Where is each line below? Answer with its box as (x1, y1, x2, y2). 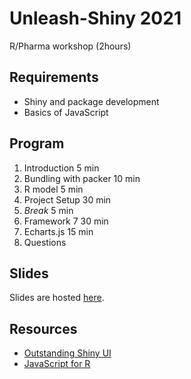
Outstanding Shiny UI (23, 347, 112, 359)
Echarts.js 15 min (23, 225, 94, 237)
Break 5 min (23, 204, 74, 216)
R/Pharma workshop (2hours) (9, 40, 132, 52)
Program (9, 135, 65, 152)
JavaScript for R (23, 358, 91, 370)
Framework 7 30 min (23, 215, 109, 227)
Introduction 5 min (23, 162, 100, 174)
